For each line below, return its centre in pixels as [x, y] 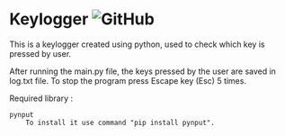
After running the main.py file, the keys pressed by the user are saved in [143, 71]
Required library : [41, 98]
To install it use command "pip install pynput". [120, 122]
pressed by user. [40, 53]
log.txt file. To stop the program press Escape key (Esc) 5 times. [128, 80]
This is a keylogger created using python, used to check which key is [137, 44]
